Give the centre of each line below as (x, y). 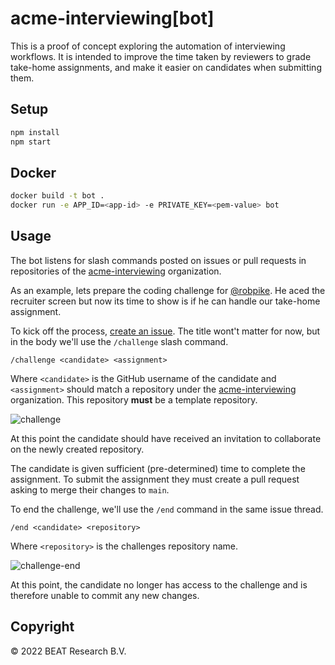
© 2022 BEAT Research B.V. (68, 651)
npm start (31, 142)
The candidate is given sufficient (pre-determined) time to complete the (158, 468)
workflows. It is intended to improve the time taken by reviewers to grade (161, 56)
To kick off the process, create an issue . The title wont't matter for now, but (165, 331)
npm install (35, 132)
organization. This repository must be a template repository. (134, 399)
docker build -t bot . (57, 196)
